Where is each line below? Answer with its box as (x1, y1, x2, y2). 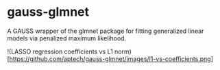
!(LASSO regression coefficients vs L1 (7, 47, 113, 56)
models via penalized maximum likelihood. (7, 34, 127, 42)
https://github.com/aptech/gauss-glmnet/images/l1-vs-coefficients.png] (9, 54, 214, 62)
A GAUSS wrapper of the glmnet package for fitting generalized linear (7, 27, 204, 35)
